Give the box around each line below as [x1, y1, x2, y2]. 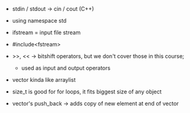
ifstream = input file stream [12, 29, 81, 36]
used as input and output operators [21, 64, 111, 71]
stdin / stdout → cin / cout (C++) [12, 5, 94, 12]
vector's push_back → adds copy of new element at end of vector [12, 100, 179, 107]
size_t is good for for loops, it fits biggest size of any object [12, 88, 162, 95]
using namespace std [12, 17, 67, 24]
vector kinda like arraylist [12, 76, 76, 83]
